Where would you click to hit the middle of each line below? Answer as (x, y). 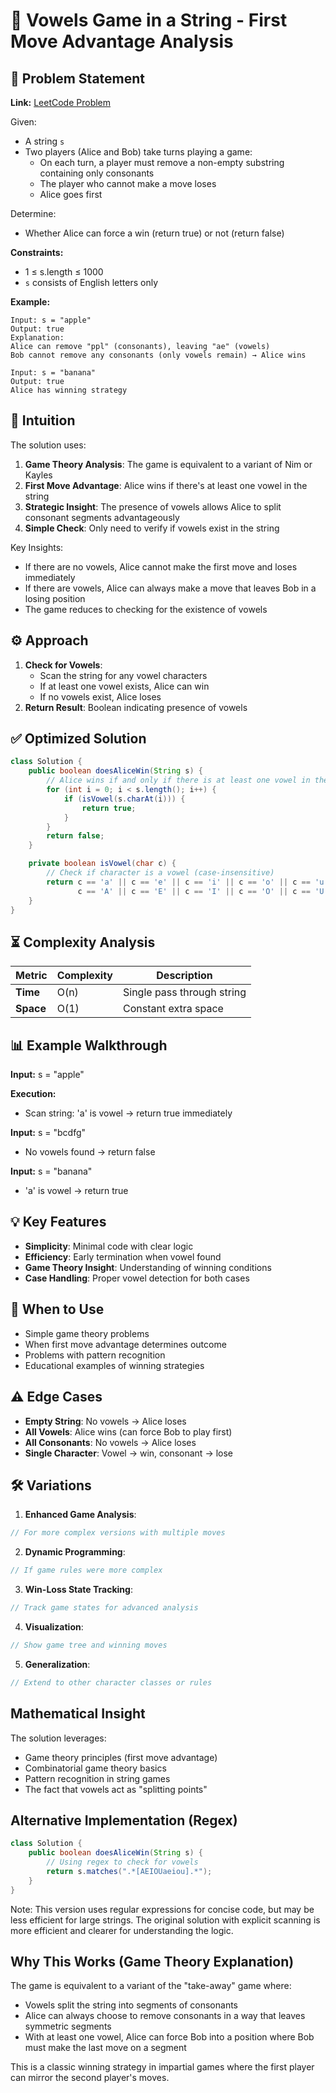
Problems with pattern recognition (95, 1355)
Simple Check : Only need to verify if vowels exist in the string (152, 528)
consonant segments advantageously (102, 517)
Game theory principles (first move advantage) (121, 1757)
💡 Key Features (58, 1222)
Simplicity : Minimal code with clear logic (109, 1246)
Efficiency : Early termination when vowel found (123, 1256)
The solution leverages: (58, 1738)
